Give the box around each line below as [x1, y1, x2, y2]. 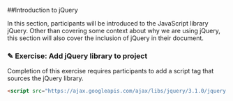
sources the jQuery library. [7, 74, 84, 82]
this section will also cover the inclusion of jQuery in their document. [7, 34, 204, 42]
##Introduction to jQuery [7, 6, 78, 14]
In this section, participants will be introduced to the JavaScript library [7, 19, 209, 27]
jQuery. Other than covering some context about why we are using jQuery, [7, 27, 221, 35]
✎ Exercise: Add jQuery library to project [7, 51, 148, 61]
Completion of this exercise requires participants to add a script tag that [7, 67, 214, 75]
